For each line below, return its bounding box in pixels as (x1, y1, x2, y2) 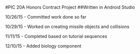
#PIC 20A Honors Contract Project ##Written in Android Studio (5, 4, 135, 10)
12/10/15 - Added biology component (5, 43, 82, 49)
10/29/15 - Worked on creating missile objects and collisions (5, 23, 129, 29)
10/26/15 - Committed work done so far (5, 14, 87, 19)
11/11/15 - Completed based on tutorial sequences (5, 33, 107, 39)
